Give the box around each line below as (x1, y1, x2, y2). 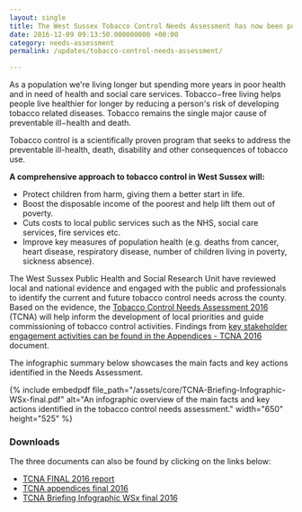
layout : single (9, 13, 67, 22)
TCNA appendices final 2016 (22, 483, 129, 494)
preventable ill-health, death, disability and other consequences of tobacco (9, 145, 289, 156)
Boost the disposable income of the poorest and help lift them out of (22, 199, 276, 210)
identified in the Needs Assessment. (9, 367, 144, 378)
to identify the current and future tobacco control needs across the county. (9, 292, 288, 303)
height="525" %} (9, 413, 74, 424)
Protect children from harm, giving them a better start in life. (22, 189, 245, 200)
